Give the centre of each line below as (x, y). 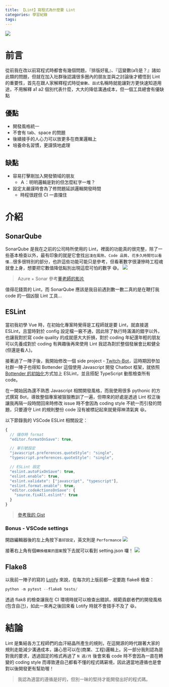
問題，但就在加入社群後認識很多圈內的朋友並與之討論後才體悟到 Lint (89, 77)
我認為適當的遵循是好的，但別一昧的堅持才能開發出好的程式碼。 (84, 679)
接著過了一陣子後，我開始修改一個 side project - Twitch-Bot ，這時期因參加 (83, 361)
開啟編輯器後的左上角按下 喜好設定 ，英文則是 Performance (64, 540)
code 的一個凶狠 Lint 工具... (34, 295)
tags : (11, 19)
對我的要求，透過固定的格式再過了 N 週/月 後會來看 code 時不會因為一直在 (82, 656)
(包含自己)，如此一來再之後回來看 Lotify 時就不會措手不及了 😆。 (72, 606)
